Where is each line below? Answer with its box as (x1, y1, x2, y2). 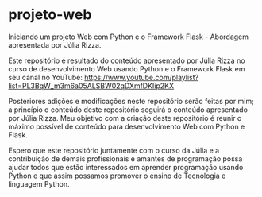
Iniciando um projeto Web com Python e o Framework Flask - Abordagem (8, 32, 249, 41)
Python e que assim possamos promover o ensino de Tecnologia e (8, 171, 226, 180)
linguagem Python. (8, 179, 70, 188)
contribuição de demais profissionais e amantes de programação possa (8, 153, 243, 164)
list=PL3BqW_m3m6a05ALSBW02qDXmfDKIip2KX (8, 81, 175, 91)
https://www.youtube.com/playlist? (84, 72, 199, 82)
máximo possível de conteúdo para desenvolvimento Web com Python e (8, 122, 245, 131)
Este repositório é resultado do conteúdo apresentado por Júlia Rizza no (8, 56, 245, 65)
